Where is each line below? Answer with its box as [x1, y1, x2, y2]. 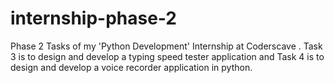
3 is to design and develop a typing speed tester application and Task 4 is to [10, 50, 325, 62]
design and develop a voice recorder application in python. [10, 61, 253, 73]
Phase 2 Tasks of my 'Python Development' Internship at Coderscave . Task [10, 40, 323, 52]
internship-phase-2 [10, 7, 177, 30]
